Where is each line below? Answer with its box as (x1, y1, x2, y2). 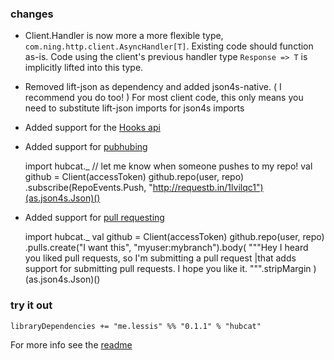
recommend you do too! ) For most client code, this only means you (24, 92, 304, 104)
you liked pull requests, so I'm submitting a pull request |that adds (24, 252, 297, 264)
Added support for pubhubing (24, 141, 148, 153)
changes (10, 7, 54, 21)
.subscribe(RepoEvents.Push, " (24, 182, 153, 194)
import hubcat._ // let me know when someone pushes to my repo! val (24, 160, 313, 172)
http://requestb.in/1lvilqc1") (152, 182, 264, 194)
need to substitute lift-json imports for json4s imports (24, 102, 245, 114)
